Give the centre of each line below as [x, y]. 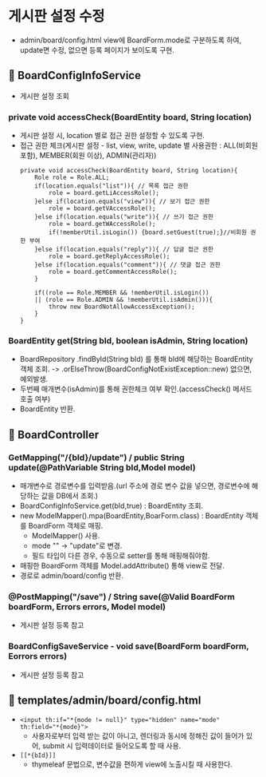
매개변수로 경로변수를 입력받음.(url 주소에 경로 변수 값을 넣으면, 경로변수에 [135, 486]
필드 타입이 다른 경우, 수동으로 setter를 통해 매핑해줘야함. [121, 556]
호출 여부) [35, 399]
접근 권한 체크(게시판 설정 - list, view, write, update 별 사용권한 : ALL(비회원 [139, 145]
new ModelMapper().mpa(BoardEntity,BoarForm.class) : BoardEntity [132, 516]
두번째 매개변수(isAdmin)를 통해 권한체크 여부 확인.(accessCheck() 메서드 [136, 389]
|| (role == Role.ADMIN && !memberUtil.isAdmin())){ [124, 300]
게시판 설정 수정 [57, 16]
